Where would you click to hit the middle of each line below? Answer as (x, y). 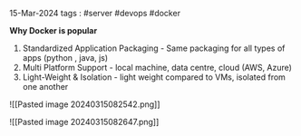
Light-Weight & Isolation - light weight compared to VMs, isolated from (154, 77)
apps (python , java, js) (65, 58)
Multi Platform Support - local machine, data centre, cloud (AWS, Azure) (157, 68)
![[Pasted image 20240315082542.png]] (85, 104)
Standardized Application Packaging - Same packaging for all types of (154, 48)
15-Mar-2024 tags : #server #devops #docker (95, 13)
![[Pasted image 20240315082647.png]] (84, 122)
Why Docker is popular (53, 30)
